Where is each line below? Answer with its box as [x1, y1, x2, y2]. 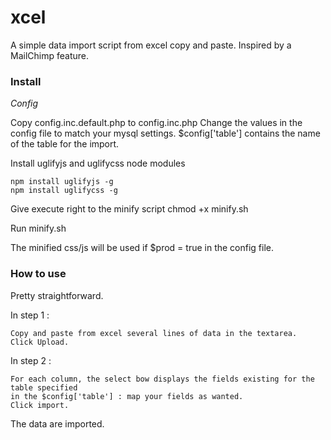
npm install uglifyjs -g [10, 177, 114, 187]
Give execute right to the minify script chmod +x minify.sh [10, 203, 249, 215]
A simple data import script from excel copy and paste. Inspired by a [10, 39, 292, 51]
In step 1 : [10, 309, 50, 321]
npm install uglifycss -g [10, 186, 118, 196]
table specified [10, 382, 78, 393]
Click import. [10, 400, 70, 410]
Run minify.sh [10, 222, 67, 235]
